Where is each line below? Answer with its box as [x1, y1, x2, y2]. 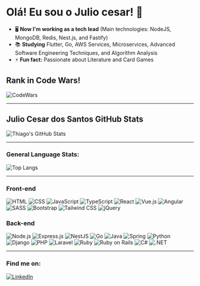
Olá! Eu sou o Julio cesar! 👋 [6, 5, 143, 19]
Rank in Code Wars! [6, 76, 81, 86]
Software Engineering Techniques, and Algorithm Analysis [14, 49, 158, 56]
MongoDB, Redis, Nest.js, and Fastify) [14, 34, 108, 41]
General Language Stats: [6, 150, 79, 158]
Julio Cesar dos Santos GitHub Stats [6, 114, 144, 125]
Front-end [6, 184, 36, 192]
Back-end [6, 219, 35, 228]
